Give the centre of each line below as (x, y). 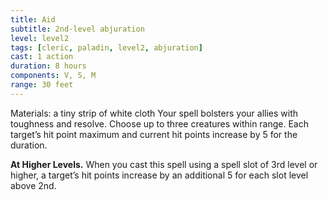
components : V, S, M (53, 76)
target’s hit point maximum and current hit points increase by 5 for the (154, 134)
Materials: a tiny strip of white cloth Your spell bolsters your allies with (154, 113)
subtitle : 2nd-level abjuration (77, 29)
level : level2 (40, 38)
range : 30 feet (42, 85)
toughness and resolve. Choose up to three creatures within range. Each (160, 123)
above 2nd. (33, 185)
